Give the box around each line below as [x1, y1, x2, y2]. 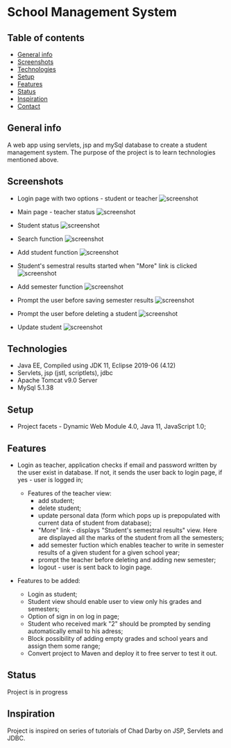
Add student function [17, 248, 78, 256]
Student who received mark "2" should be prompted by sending [27, 620, 211, 628]
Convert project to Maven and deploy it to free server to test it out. [27, 649, 218, 658]
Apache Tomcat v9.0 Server [17, 376, 98, 385]
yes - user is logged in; [17, 476, 83, 484]
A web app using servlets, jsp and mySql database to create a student [7, 141, 207, 149]
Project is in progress [7, 687, 68, 696]
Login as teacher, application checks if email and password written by [17, 461, 217, 470]
